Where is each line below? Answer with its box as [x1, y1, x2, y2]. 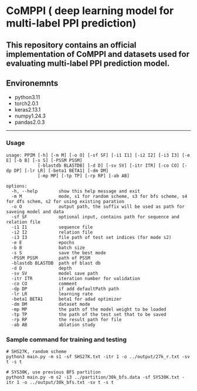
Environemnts [6, 78, 59, 88]
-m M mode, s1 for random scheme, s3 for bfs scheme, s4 [11, 193, 188, 199]
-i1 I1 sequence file [11, 224, 93, 230]
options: [6, 183, 28, 189]
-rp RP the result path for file [11, 316, 122, 322]
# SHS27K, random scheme [6, 348, 67, 355]
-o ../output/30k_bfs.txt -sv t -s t [21, 379, 114, 385]
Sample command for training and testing [6, 335, 127, 343]
